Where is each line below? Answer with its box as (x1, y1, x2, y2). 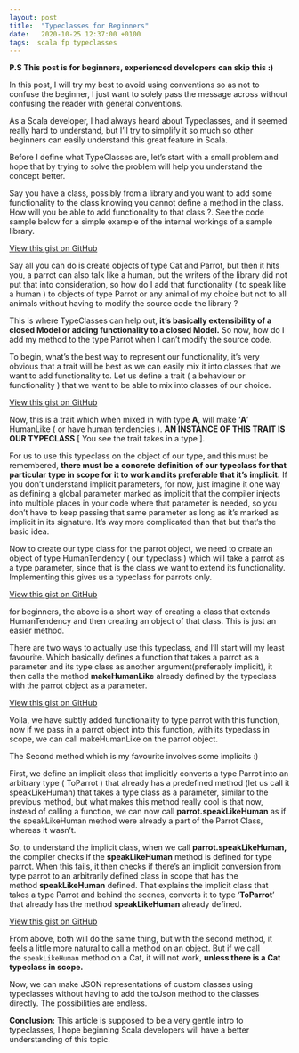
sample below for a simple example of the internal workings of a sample (9, 216, 273, 227)
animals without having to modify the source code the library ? (9, 298, 238, 309)
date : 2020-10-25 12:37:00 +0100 (9, 29, 141, 38)
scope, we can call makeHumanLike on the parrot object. (9, 733, 218, 744)
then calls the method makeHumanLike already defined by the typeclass (9, 671, 277, 682)
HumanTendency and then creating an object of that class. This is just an (9, 616, 277, 627)
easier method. (9, 625, 65, 636)
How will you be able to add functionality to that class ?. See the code (9, 207, 265, 218)
